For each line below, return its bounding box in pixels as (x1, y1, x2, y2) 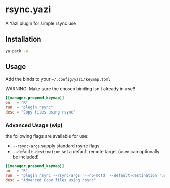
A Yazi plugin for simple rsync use (5, 20, 76, 26)
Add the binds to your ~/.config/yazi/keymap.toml (5, 76, 111, 82)
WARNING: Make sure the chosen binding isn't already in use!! (5, 86, 136, 92)
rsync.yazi (5, 4, 51, 15)
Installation (5, 35, 41, 44)
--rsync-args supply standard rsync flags (12, 143, 100, 149)
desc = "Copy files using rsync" (5, 110, 76, 115)
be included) (12, 154, 39, 160)
